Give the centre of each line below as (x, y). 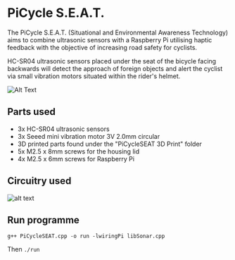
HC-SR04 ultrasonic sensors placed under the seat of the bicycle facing (112, 61)
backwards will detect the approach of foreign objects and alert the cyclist (115, 68)
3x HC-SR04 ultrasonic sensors (64, 129)
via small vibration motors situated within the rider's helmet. (94, 76)
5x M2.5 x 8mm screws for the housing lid (78, 151)
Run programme (43, 220)
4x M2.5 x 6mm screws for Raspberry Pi (76, 159)
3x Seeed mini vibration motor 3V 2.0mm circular (89, 136)
